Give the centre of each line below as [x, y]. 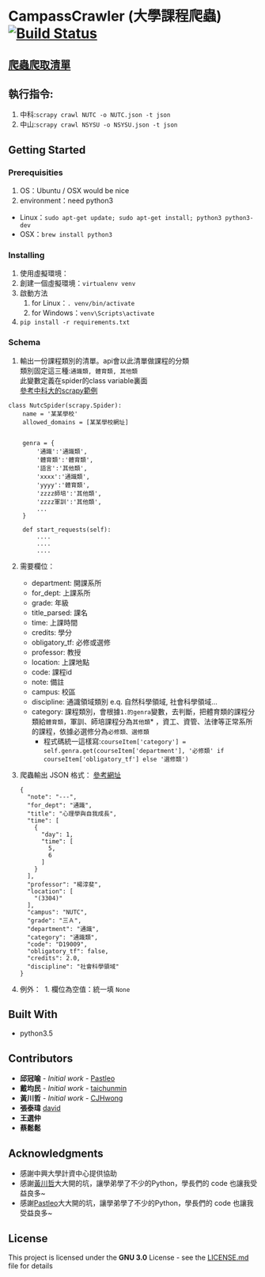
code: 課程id [52, 672]
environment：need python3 [66, 201]
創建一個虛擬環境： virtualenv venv [78, 283]
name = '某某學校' [50, 414]
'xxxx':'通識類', [63, 477]
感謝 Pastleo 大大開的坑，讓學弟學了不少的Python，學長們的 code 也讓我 [137, 1203]
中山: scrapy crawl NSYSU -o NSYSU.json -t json [98, 124]
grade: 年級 [50, 602]
